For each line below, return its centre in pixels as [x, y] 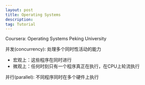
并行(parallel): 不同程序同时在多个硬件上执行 [52, 77]
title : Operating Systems [33, 15]
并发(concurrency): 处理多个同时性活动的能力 [53, 49]
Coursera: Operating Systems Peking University [56, 39]
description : [19, 19]
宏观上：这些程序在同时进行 [42, 60]
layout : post [19, 10]
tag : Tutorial [21, 24]
